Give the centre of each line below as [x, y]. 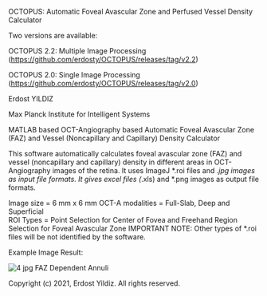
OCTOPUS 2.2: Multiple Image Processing [77, 51]
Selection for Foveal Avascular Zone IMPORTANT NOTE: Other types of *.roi [133, 228]
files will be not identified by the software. [77, 237]
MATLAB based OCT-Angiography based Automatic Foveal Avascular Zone [132, 130]
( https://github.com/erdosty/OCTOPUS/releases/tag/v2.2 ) [104, 59]
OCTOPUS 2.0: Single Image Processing [75, 75]
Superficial [26, 211]
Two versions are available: [53, 36]
